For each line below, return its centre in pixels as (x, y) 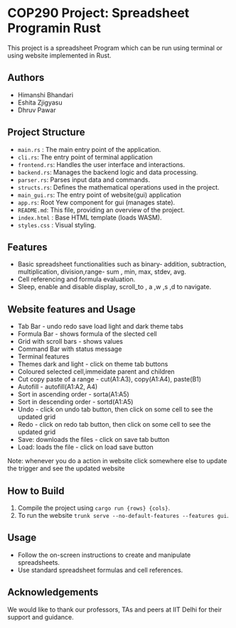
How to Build (36, 491)
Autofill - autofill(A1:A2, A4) (58, 387)
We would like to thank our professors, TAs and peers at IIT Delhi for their (115, 610)
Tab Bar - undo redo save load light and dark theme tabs (100, 326)
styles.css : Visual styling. (57, 224)
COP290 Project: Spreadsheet (98, 13)
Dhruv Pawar (37, 110)
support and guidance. (41, 617)
